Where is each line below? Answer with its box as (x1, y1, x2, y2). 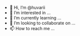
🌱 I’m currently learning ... (9, 15, 62, 20)
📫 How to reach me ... (9, 26, 55, 31)
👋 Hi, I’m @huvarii (9, 5, 45, 10)
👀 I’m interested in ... (9, 10, 51, 16)
